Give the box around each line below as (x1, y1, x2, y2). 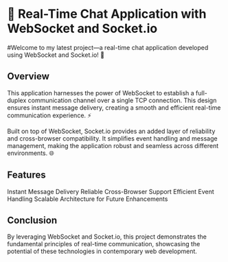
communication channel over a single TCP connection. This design (27, 96, 217, 104)
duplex (7, 96, 27, 104)
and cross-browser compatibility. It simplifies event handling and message (7, 134, 218, 143)
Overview (7, 71, 50, 82)
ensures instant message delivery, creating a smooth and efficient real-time (7, 103, 221, 112)
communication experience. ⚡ (7, 111, 92, 119)
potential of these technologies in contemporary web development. (7, 247, 198, 256)
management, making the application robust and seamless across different (7, 141, 219, 150)
